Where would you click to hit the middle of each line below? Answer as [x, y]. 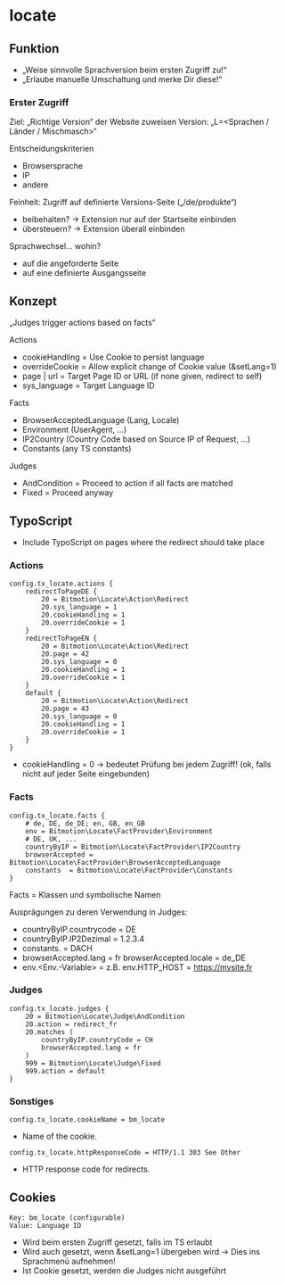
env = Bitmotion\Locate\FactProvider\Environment [119, 831]
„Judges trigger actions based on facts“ [82, 323]
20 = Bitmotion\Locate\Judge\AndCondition [105, 1016]
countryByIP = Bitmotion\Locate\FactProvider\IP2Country [133, 847]
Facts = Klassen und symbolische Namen [85, 894]
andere [35, 185]
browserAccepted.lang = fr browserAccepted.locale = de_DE [134, 958]
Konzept [33, 301]
